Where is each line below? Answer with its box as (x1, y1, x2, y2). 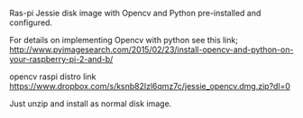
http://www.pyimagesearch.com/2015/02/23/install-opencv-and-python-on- (9, 44, 294, 55)
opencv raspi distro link (9, 71, 96, 82)
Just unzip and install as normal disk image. (9, 98, 172, 109)
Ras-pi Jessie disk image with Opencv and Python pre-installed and (9, 8, 262, 18)
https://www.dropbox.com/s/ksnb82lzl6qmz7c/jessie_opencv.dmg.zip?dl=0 (9, 81, 291, 91)
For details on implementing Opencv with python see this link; (9, 35, 239, 45)
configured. (9, 17, 52, 28)
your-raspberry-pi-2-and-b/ (9, 54, 114, 64)
